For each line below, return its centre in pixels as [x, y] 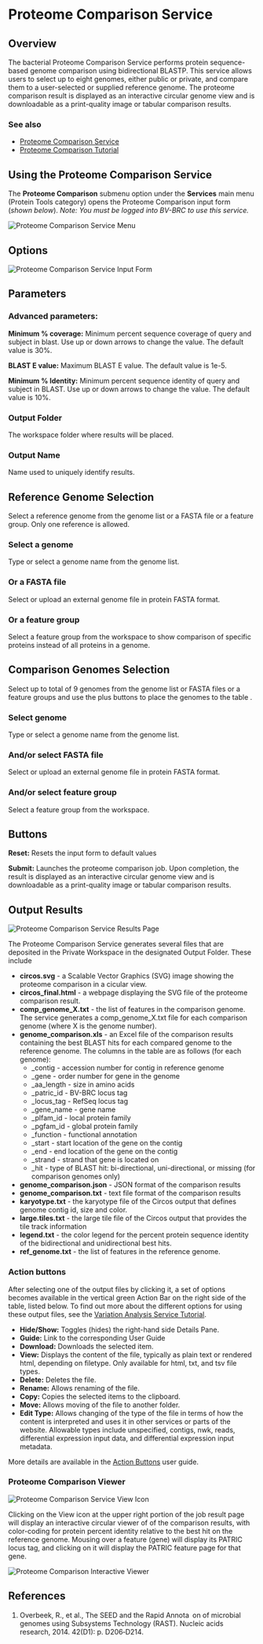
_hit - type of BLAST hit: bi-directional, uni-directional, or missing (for [143, 1168]
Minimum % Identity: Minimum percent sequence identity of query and [124, 381]
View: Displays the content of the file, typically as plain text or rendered [136, 1355]
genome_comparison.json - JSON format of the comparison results [130, 1185]
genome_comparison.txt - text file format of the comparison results [130, 1193]
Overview [33, 44]
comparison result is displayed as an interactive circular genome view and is [131, 96]
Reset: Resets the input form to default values [82, 853]
